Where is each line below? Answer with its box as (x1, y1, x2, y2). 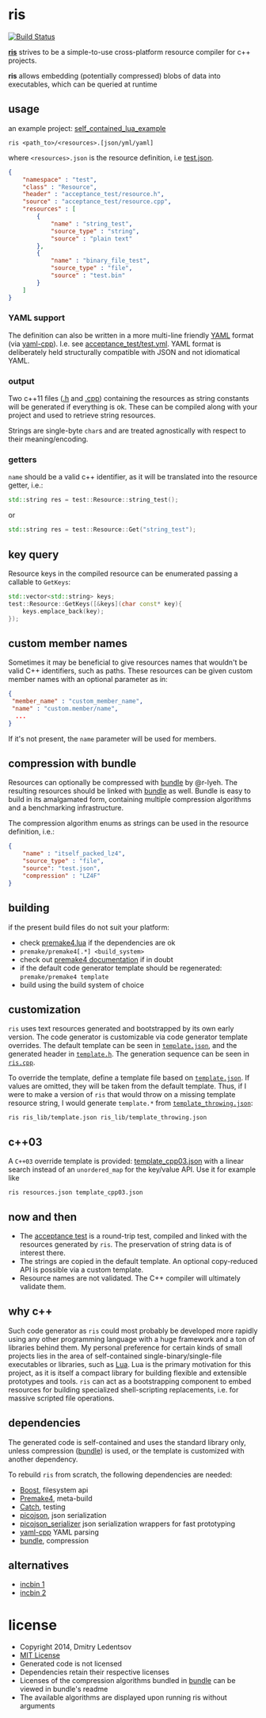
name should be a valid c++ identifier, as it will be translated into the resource (8, 472, 258, 482)
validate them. (19, 1281, 66, 1291)
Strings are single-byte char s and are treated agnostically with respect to (8, 426, 247, 436)
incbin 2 (19, 1588, 47, 1597)
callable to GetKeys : (8, 577, 71, 587)
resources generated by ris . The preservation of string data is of (19, 1239, 232, 1249)
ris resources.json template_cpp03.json (8, 1188, 144, 1196)
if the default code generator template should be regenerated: (19, 963, 222, 973)
